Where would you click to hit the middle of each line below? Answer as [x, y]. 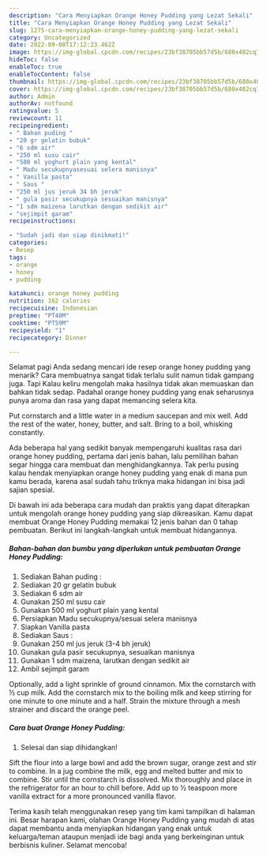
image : [20, 52]
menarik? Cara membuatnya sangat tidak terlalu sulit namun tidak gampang [132, 375]
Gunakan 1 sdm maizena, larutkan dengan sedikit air [105, 661]
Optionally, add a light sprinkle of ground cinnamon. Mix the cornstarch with [132, 685]
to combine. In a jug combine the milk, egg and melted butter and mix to [126, 772]
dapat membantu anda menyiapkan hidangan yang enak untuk [111, 828]
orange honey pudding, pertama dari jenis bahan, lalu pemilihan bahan [124, 456]
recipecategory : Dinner [48, 338]
